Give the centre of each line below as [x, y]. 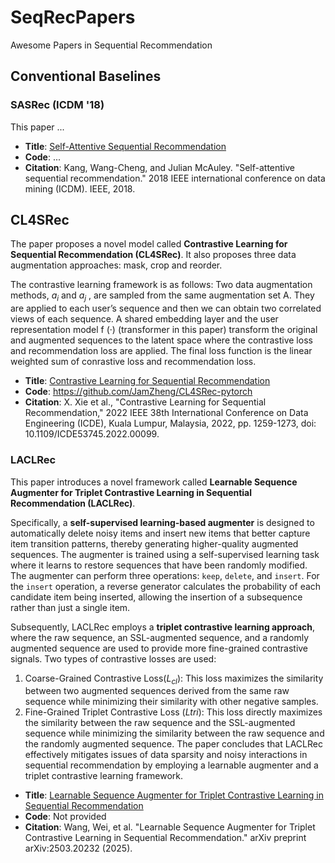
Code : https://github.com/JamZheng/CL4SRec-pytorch [138, 392]
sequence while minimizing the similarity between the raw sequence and [174, 733]
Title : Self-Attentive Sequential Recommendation [125, 146]
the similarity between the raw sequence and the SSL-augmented [160, 723]
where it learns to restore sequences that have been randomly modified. [159, 565]
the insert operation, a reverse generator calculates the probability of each [166, 586]
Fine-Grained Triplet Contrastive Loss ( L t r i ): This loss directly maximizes [173, 712]
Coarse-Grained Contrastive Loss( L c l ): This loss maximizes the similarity [174, 679]
